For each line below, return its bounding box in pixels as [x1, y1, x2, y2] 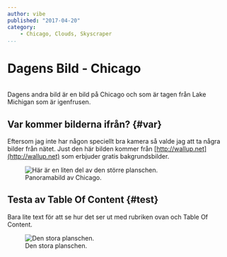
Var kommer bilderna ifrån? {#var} [7, 118, 163, 130]
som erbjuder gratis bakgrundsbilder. [61, 152, 170, 160]
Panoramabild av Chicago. [25, 173, 102, 181]
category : [7, 23, 37, 30]
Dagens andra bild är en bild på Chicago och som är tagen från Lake [7, 90, 206, 99]
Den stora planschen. [25, 241, 87, 250]
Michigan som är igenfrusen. [7, 98, 91, 106]
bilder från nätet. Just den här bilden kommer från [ [7, 144, 157, 153]
